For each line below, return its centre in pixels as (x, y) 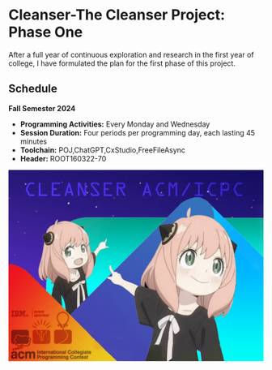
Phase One (46, 32)
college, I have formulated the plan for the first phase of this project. (122, 63)
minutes (33, 141)
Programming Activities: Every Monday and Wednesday (115, 124)
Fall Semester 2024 (42, 108)
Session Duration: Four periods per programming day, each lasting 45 (138, 132)
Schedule (33, 89)
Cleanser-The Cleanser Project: (117, 15)
